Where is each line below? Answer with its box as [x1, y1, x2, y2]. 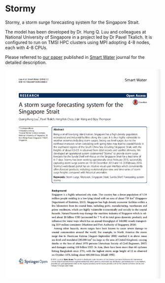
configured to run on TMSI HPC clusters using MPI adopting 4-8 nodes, [5, 39, 151, 45]
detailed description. [5, 59, 47, 65]
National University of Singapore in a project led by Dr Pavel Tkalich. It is [5, 34, 152, 40]
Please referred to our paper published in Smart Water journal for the [5, 54, 145, 60]
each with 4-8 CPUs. [5, 44, 48, 50]
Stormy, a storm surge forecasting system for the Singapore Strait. [5, 19, 140, 25]
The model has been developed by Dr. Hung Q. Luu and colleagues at [5, 29, 146, 35]
